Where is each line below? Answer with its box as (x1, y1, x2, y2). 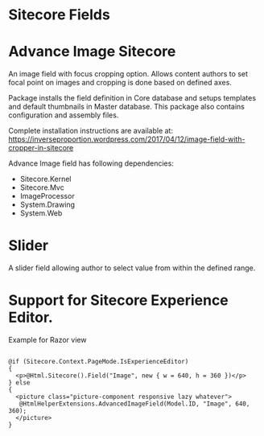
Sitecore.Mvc (19, 183, 64, 192)
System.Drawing (19, 199, 75, 210)
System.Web (19, 208, 63, 218)
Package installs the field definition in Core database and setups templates (8, 93, 256, 103)
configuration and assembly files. (8, 110, 119, 120)
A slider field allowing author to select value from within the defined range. (8, 263, 256, 273)
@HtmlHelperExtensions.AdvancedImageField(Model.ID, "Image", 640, (19, 400, 250, 408)
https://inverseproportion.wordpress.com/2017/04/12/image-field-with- (8, 134, 245, 144)
